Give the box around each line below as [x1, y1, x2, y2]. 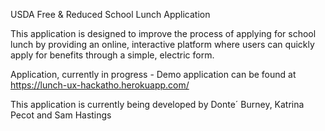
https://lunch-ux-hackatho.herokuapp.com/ [10, 79, 190, 91]
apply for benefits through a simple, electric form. [10, 49, 215, 61]
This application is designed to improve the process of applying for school [10, 28, 317, 39]
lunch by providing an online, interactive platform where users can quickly [10, 39, 315, 50]
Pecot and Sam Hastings [10, 109, 112, 121]
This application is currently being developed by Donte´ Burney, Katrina [10, 99, 305, 110]
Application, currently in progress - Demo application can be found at [10, 69, 297, 80]
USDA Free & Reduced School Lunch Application [10, 9, 211, 20]
